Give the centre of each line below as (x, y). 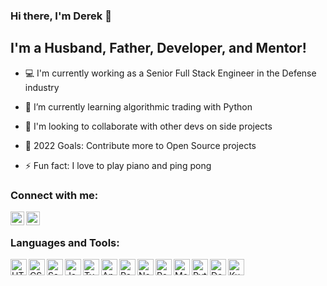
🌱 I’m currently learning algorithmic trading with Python (138, 106)
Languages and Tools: (65, 242)
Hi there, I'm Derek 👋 (61, 16)
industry (42, 87)
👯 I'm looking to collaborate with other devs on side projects (148, 126)
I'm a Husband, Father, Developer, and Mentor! (158, 48)
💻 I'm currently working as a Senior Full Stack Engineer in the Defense (170, 73)
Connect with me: (54, 195)
